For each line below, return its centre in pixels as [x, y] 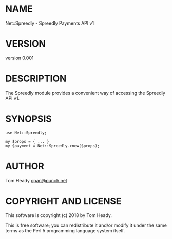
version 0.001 [20, 58]
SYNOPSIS [29, 119]
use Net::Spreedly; [26, 133]
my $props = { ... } [27, 141]
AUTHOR [25, 166]
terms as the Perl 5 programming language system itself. [65, 230]
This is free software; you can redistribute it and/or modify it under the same [86, 225]
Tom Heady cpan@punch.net [36, 180]
